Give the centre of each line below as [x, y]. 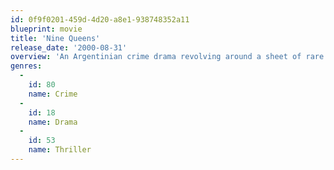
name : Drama [53, 122]
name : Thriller [60, 150]
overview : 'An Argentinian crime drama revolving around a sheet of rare [167, 57]
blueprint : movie [46, 29]
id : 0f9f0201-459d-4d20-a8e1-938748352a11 [100, 19]
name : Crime [53, 94]
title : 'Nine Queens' [55, 38]
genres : [26, 66]
